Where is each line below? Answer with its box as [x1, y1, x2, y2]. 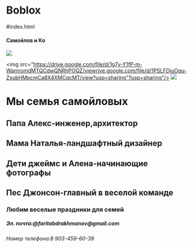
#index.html [6, 23, 35, 30]
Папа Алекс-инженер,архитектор [6, 118, 138, 128]
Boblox [6, 4, 41, 17]
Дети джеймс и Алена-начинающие [6, 158, 148, 168]
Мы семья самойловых [6, 95, 128, 108]
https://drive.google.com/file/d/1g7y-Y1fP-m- [33, 61, 143, 68]
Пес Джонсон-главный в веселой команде [6, 187, 174, 198]
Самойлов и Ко [6, 37, 45, 44]
